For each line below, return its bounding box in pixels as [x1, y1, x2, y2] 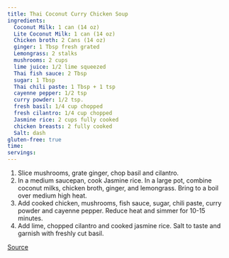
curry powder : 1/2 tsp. [13, 97, 84, 104]
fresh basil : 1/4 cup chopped [13, 103, 103, 110]
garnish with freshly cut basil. [17, 229, 104, 237]
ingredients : [7, 17, 46, 24]
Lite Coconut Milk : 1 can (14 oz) [13, 30, 116, 38]
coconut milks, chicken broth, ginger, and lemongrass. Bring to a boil [17, 184, 219, 192]
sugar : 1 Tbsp [13, 76, 55, 84]
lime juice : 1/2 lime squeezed [13, 63, 106, 70]
